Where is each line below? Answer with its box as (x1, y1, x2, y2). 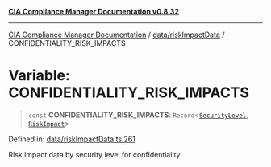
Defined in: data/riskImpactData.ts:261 (8, 134, 135, 144)
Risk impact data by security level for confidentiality (8, 149, 181, 159)
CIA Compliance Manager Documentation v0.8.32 (8, 7, 180, 16)
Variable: (8, 67, 71, 85)
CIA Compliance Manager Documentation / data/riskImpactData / (8, 30, 225, 39)
